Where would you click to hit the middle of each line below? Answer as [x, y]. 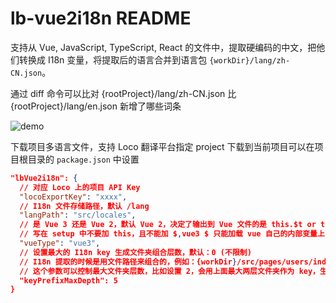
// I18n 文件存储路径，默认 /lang [84, 206]
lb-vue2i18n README [101, 18]
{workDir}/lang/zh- [250, 60]
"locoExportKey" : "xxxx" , [73, 197]
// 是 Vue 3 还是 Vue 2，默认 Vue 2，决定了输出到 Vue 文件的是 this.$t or [168, 225]
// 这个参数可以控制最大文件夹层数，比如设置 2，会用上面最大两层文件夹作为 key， [170, 271]
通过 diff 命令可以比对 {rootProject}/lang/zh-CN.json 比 [123, 93]
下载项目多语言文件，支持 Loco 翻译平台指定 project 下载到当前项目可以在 [162, 146]
